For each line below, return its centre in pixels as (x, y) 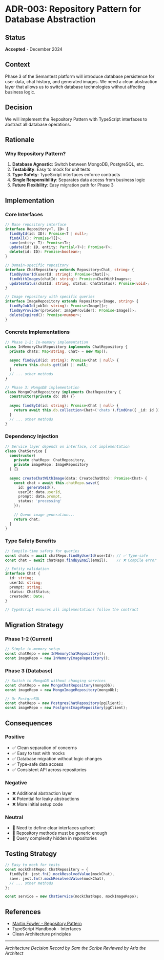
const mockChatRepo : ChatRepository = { (47, 869)
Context (18, 65)
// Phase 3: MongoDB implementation (42, 388)
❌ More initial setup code (37, 804)
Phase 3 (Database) (29, 670)
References (23, 912)
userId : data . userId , (40, 492)
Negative (16, 782)
